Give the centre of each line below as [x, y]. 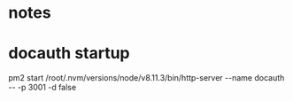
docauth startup [69, 54]
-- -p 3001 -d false [42, 88]
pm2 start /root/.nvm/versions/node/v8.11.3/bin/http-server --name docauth [146, 78]
